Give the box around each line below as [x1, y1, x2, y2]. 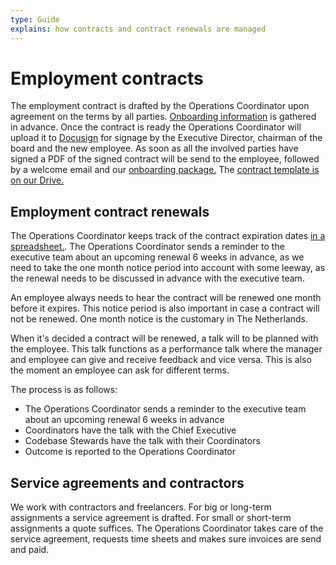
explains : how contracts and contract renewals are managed [10, 24, 267, 34]
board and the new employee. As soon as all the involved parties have [10, 142, 299, 155]
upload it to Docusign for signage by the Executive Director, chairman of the [10, 132, 323, 144]
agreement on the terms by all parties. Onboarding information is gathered [10, 111, 317, 123]
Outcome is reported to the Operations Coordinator [24, 446, 236, 458]
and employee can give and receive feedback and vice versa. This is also [10, 354, 312, 366]
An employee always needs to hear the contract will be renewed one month [10, 292, 322, 304]
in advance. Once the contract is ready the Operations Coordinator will [10, 121, 302, 133]
